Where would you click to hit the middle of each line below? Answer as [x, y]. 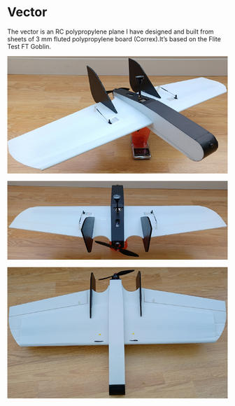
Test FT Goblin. [29, 46]
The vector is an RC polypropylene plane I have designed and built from [111, 31]
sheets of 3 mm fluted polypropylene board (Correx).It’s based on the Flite [114, 38]
